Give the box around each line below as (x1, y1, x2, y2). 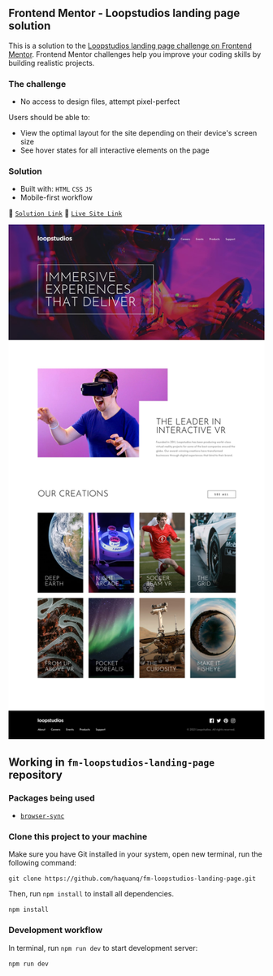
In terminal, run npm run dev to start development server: (8, 943, 198, 952)
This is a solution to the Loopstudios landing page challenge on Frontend (8, 41, 252, 50)
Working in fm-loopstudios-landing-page (8, 755, 215, 769)
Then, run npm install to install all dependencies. (8, 889, 175, 899)
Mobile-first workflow (19, 192, 93, 202)
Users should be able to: (8, 113, 91, 123)
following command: (8, 858, 77, 868)
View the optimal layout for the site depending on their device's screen (19, 128, 258, 138)
